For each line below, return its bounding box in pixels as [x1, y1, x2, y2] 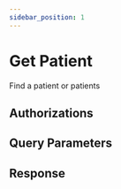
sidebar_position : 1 [9, 12, 86, 22]
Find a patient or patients [9, 80, 101, 91]
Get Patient [9, 50, 93, 71]
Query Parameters [9, 136, 113, 151]
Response [9, 165, 66, 181]
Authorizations [9, 105, 95, 120]
